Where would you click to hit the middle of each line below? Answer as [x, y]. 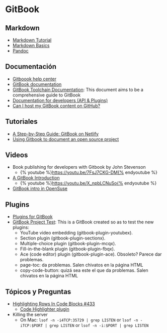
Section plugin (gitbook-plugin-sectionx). [63, 238]
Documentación [31, 67]
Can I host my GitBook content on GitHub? [56, 106]
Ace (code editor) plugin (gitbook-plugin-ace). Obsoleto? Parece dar [91, 254]
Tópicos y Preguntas [38, 292]
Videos [17, 155]
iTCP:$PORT [31, 326]
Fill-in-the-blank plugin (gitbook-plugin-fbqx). [67, 249]
